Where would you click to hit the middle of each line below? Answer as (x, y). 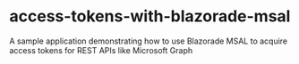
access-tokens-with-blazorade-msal (150, 16)
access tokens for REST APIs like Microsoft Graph (101, 50)
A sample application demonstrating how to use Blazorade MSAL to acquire (149, 41)
